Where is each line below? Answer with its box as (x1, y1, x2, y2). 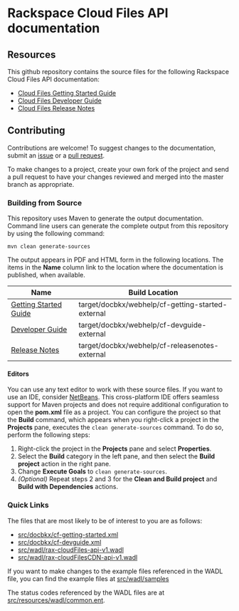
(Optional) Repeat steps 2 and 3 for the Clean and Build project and (17, 475, 218, 483)
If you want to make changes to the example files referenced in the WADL (7, 567, 223, 575)
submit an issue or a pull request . (7, 151, 105, 160)
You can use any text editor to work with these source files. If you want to (7, 385, 223, 394)
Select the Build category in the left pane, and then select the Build (17, 452, 216, 461)
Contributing (7, 125, 65, 137)
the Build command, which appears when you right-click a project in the (7, 416, 219, 424)
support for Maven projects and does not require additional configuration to (7, 401, 229, 409)
